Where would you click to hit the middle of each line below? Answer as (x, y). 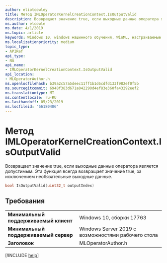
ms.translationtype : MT (30, 93)
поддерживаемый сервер (40, 235)
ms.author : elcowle (25, 24)
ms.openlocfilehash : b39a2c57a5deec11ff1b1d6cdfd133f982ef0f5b (72, 83)
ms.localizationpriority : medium (40, 42)
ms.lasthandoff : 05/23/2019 (34, 102)
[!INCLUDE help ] (22, 255)
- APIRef (14, 51)
